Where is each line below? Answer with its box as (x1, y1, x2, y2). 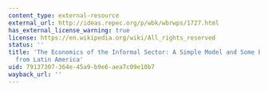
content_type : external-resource (8, 11, 120, 20)
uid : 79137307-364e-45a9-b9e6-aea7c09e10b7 (8, 63, 156, 71)
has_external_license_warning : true (8, 26, 130, 34)
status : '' (8, 41, 45, 49)
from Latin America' (15, 56, 84, 64)
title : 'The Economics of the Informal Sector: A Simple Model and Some (8, 48, 255, 56)
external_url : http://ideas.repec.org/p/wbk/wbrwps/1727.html (8, 19, 219, 27)
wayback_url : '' (8, 70, 62, 78)
